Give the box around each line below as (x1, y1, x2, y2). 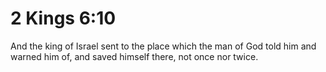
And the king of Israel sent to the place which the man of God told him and (10, 40, 317, 52)
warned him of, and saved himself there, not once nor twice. (10, 50, 259, 62)
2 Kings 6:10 (10, 7, 117, 30)
